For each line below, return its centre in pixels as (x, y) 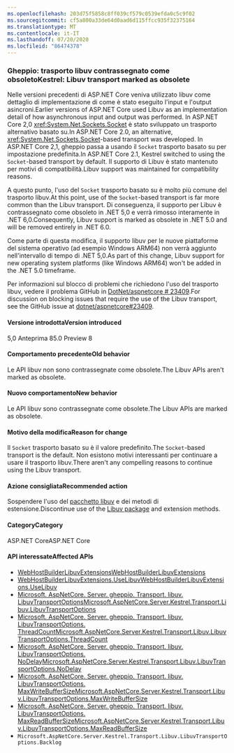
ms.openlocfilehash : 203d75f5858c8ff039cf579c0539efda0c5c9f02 (101, 14)
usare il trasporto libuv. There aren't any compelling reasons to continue (110, 463)
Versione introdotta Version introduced (65, 322)
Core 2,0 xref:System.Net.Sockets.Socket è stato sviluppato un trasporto (112, 125)
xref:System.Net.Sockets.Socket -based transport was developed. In (105, 139)
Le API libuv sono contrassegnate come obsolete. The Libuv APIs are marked (117, 408)
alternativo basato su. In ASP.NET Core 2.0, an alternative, (90, 132)
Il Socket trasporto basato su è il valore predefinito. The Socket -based (106, 448)
